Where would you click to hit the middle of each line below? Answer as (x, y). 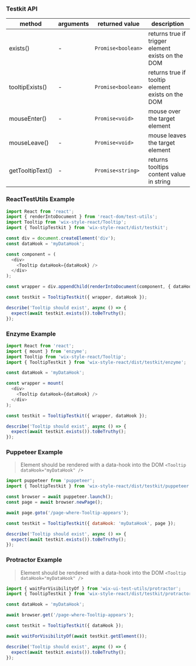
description (168, 24)
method (31, 24)
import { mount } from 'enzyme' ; (47, 351)
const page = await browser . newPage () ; (55, 503)
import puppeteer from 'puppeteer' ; (50, 481)
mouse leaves (167, 135)
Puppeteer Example (34, 452)
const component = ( (31, 254)
